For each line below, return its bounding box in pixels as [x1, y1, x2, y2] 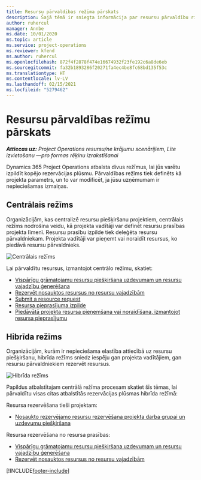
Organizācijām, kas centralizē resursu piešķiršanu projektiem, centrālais [6, 215, 184, 223]
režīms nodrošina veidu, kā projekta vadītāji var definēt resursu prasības [6, 222, 185, 229]
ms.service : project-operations [6, 43, 87, 49]
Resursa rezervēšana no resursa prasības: [6, 431, 111, 439]
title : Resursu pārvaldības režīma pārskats [6, 8, 119, 15]
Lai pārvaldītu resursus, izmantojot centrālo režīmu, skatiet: [6, 265, 153, 272]
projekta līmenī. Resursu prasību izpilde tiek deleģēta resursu [6, 229, 157, 236]
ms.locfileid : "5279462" [6, 87, 68, 93]
